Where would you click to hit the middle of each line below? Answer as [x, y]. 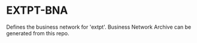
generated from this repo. [38, 33]
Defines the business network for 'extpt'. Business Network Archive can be [99, 27]
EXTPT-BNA [37, 10]
